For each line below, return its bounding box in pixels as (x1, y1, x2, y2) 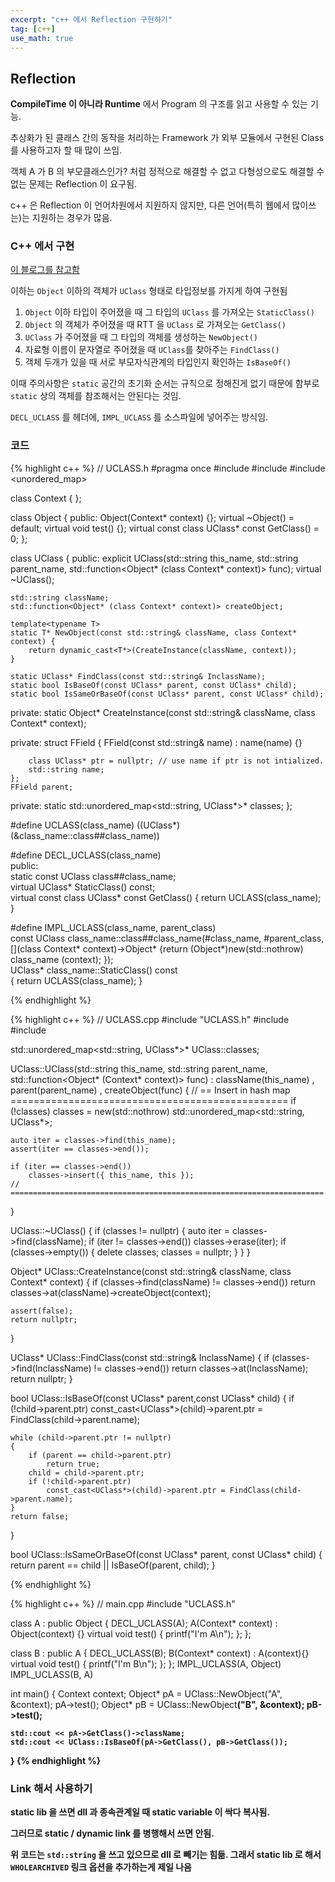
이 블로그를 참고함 (10, 264, 80, 276)
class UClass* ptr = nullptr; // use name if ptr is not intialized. (28, 756, 325, 766)
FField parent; (10, 782, 74, 792)
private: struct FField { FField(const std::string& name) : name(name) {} (10, 736, 303, 748)
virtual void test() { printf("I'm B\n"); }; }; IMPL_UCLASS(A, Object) (10, 1657, 282, 1670)
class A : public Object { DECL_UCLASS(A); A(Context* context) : (10, 1617, 278, 1629)
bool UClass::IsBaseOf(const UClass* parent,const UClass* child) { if (10, 1392, 295, 1404)
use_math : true (10, 33, 74, 43)
